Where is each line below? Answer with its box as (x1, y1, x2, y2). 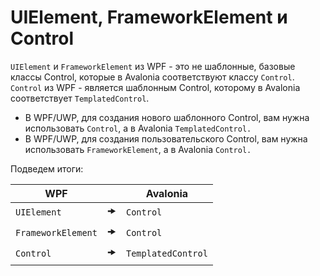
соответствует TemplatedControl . (10, 92, 150, 104)
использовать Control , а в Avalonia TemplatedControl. (24, 122, 252, 134)
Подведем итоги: (10, 162, 84, 175)
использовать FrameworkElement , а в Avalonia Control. (24, 143, 252, 155)
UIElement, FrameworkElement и (10, 6, 288, 29)
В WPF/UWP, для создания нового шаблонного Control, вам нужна (24, 111, 310, 123)
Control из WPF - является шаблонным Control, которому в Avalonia (10, 81, 301, 93)
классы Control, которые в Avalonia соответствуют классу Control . (10, 71, 295, 83)
